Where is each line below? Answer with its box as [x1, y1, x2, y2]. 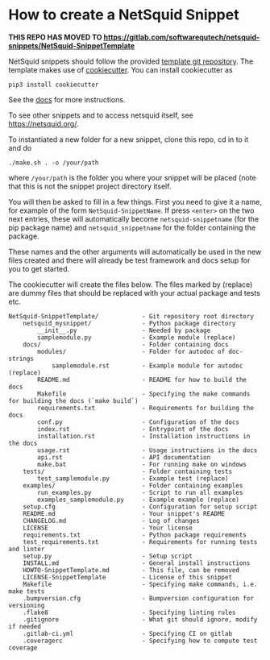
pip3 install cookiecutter [8, 81, 99, 89]
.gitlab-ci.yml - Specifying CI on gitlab [23, 629, 232, 637]
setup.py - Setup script [23, 552, 193, 560]
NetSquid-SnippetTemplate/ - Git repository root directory [8, 312, 254, 320]
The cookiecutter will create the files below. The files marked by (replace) [8, 280, 253, 289]
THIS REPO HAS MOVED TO [8, 32, 102, 42]
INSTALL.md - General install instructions [23, 558, 251, 567]
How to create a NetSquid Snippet [8, 6, 239, 24]
